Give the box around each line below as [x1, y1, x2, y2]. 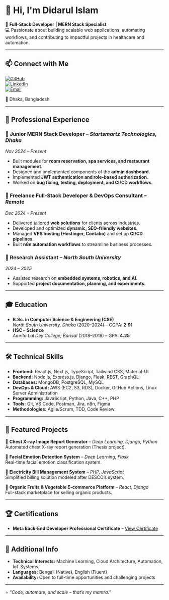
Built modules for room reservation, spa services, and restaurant [12, 158, 150, 164]
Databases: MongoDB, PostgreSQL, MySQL [12, 379, 104, 385]
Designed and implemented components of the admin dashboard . [12, 169, 150, 175]
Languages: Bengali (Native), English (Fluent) [12, 569, 107, 575]
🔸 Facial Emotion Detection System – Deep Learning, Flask [5, 454, 129, 460]
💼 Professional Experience [5, 116, 90, 124]
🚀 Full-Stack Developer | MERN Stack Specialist [5, 21, 107, 27]
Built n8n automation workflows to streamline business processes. [12, 241, 152, 247]
